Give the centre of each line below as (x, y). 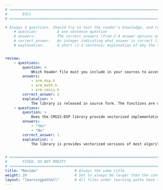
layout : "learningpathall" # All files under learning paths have (80, 180)
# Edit (18, 14)
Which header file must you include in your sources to (89, 72)
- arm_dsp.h (43, 81)
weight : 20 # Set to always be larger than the (77, 175)
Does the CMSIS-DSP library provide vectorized (80, 117)
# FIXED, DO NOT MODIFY (36, 162)
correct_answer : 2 (41, 94)
